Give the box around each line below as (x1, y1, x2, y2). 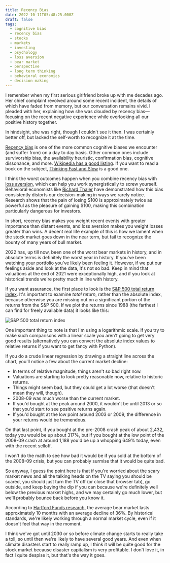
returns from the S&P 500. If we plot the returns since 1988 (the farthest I (5, 302, 158, 308)
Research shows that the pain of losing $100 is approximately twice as (5, 197, 152, 203)
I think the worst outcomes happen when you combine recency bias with (5, 175, 157, 182)
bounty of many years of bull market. (5, 239, 83, 245)
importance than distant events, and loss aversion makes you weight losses (5, 223, 163, 229)
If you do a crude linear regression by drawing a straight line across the (5, 353, 155, 359)
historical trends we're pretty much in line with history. (5, 276, 119, 282)
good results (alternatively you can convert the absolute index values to (5, 338, 155, 344)
